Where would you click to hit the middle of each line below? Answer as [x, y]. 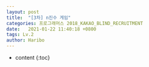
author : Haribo [26, 40]
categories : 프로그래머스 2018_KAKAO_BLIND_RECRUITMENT [75, 23]
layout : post [23, 12]
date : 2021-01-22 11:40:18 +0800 [51, 29]
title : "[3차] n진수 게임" [39, 18]
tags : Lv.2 [20, 35]
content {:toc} [33, 58]
